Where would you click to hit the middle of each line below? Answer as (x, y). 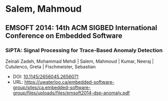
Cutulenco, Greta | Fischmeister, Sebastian (51, 66)
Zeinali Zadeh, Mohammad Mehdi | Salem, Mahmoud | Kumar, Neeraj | (80, 61)
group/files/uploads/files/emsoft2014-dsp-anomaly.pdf (71, 93)
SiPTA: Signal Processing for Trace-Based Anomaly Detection (84, 50)
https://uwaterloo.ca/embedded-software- (69, 82)
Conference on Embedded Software (64, 35)
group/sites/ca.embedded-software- (52, 87)
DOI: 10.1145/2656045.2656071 (45, 77)
